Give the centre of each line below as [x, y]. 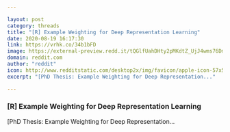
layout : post [26, 19]
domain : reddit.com [35, 58]
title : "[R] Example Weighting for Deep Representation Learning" [104, 32]
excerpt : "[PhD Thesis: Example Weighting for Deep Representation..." [111, 77]
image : [16, 51]
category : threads [33, 26]
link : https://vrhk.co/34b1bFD [52, 45]
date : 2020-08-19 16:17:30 [46, 38]
